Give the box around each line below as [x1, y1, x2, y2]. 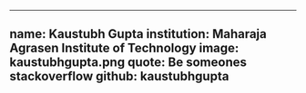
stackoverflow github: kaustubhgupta [9, 69, 229, 84]
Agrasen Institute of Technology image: [9, 41, 240, 56]
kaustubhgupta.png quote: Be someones [9, 55, 248, 70]
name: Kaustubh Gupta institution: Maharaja [9, 26, 267, 42]
